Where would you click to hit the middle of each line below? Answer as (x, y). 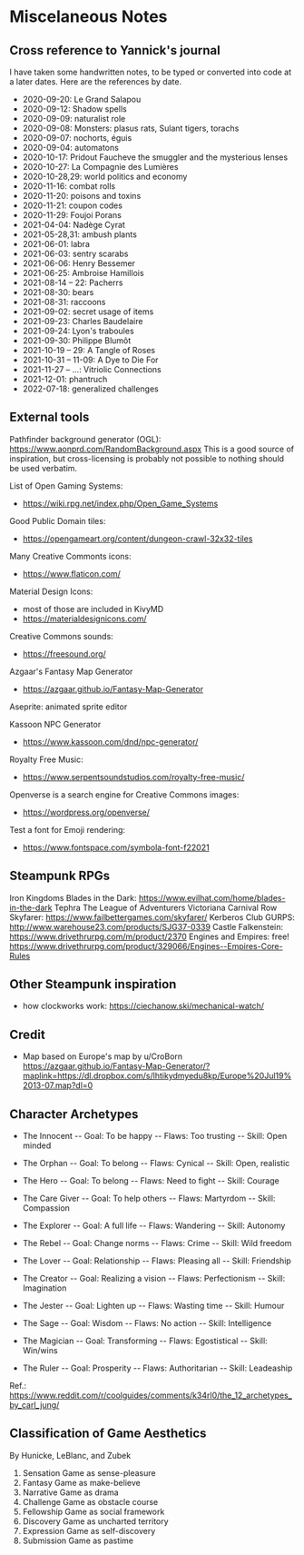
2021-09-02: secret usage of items (88, 312)
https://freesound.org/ (64, 654)
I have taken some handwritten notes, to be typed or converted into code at (151, 72)
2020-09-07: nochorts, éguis (77, 138)
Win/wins (40, 1351)
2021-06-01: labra (56, 244)
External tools (49, 417)
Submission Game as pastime (78, 1540)
